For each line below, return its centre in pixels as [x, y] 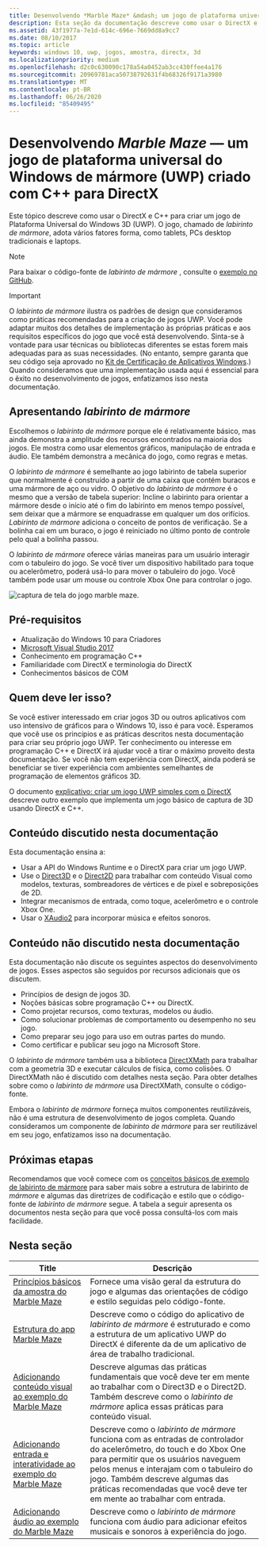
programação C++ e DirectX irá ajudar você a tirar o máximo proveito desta [132, 750]
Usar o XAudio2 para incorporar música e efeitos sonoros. [116, 918]
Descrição [172, 1268]
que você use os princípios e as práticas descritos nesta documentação [126, 734]
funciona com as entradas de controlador [167, 1439]
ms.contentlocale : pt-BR [50, 89]
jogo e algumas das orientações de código [169, 1292]
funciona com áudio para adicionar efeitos [169, 1522]
